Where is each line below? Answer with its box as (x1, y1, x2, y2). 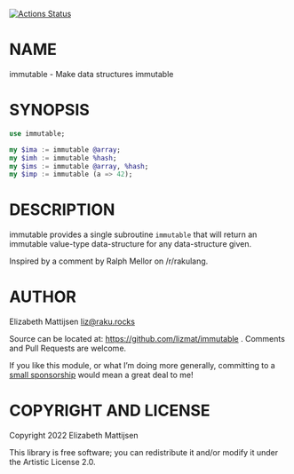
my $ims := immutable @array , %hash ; (9, 162, 149, 170)
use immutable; (9, 129, 66, 138)
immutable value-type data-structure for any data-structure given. (9, 239, 252, 249)
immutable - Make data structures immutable (9, 68, 174, 79)
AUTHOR (9, 287, 77, 307)
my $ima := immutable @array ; (9, 145, 122, 154)
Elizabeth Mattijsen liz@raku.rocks (9, 316, 136, 328)
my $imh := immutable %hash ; (9, 154, 117, 162)
